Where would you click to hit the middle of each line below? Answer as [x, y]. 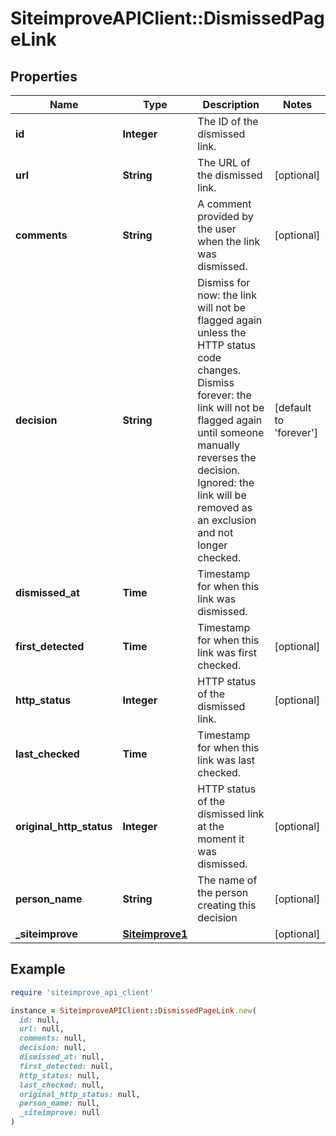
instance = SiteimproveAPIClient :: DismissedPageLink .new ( [133, 1010]
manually [219, 445]
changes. [219, 370]
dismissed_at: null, [62, 1057]
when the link [229, 241]
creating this [227, 905]
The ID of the [228, 121]
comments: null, [53, 1038]
